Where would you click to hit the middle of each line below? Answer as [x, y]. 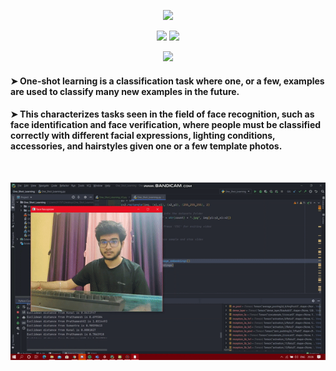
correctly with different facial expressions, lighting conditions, [143, 136]
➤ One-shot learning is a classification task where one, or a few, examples [167, 81]
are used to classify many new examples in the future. [125, 91]
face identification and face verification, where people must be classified [166, 125]
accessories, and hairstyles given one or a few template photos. [146, 146]
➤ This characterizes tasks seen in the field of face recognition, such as [162, 114]
